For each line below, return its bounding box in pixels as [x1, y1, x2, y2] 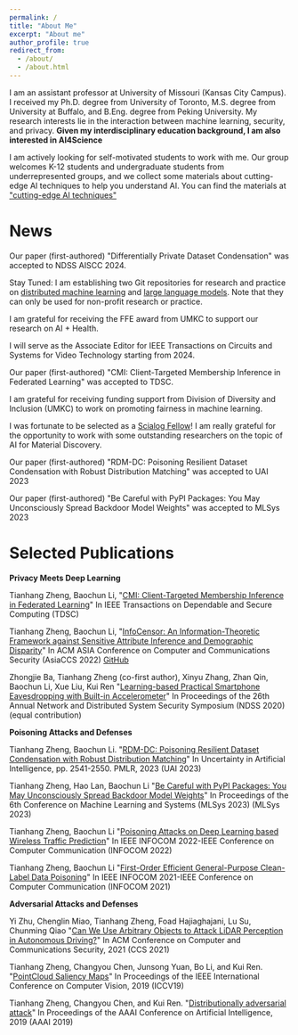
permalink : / [9, 12, 58, 22]
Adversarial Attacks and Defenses [9, 898, 139, 909]
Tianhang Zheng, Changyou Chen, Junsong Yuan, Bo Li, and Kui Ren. [9, 961, 263, 972]
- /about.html [17, 63, 69, 72]
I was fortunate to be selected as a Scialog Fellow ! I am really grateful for [9, 420, 277, 431]
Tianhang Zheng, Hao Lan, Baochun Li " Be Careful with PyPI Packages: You [9, 780, 287, 791]
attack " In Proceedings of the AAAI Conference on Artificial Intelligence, [9, 1006, 273, 1017]
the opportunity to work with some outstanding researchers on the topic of [9, 430, 283, 440]
